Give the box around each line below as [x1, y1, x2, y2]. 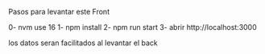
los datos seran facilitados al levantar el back [8, 38, 159, 48]
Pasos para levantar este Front [8, 7, 110, 16]
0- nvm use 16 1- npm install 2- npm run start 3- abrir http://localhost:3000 [8, 23, 258, 31]
